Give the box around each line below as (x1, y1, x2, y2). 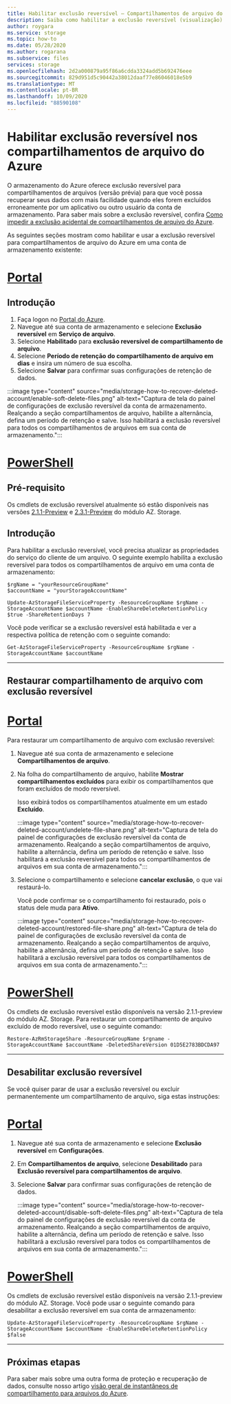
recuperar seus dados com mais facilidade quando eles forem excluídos (7, 195, 212, 204)
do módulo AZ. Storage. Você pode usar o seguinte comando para (7, 1299, 195, 1307)
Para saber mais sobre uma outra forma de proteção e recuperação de (7, 1374, 208, 1383)
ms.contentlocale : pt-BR (7, 87, 78, 94)
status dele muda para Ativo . (16, 903, 100, 912)
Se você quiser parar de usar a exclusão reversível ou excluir (7, 1084, 180, 1093)
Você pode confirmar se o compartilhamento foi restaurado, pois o (16, 896, 206, 904)
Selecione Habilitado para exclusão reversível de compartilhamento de (16, 337, 223, 345)
